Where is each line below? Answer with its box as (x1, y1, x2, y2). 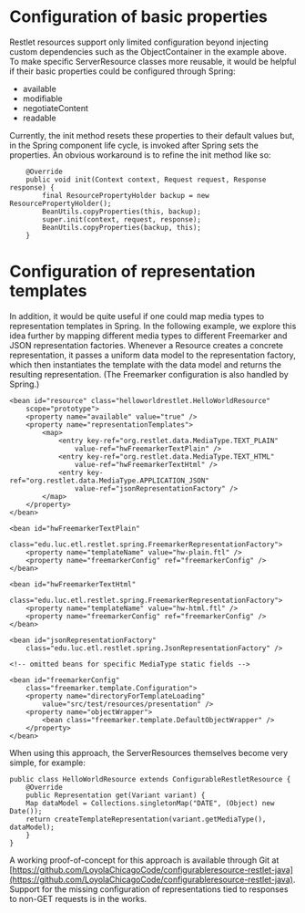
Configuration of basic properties (9, 6, 269, 27)
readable (22, 112, 56, 123)
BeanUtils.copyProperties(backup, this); (42, 223, 202, 232)
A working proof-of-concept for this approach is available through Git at (9, 855, 280, 866)
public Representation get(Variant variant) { (25, 791, 206, 800)
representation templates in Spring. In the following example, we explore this (9, 320, 297, 331)
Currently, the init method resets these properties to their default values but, (9, 130, 295, 140)
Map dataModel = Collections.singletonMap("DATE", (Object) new (25, 798, 275, 808)
